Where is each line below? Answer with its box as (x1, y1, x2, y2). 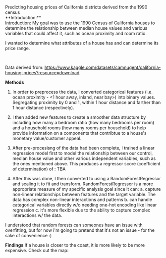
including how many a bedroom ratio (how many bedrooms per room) (12, 120, 155, 125)
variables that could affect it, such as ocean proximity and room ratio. (5, 31, 147, 36)
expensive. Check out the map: (5, 248, 69, 253)
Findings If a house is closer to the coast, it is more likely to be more (5, 242, 145, 248)
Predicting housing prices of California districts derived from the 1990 (5, 4, 148, 10)
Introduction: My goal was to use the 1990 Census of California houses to (5, 20, 155, 26)
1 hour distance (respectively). (12, 105, 74, 110)
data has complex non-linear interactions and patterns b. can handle (12, 197, 153, 203)
